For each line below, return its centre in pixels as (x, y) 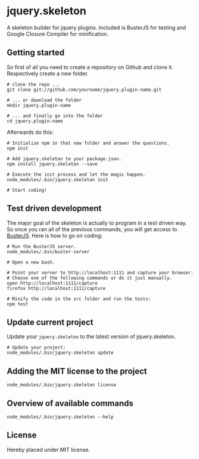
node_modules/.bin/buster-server (48, 252)
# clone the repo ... (34, 84)
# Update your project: (36, 348)
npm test (18, 304)
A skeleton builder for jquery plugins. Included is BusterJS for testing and (97, 27)
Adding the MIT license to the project (77, 371)
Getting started (36, 53)
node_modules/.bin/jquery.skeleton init (58, 180)
